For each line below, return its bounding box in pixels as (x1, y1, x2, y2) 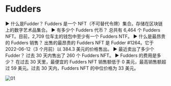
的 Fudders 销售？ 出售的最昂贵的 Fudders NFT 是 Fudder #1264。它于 (5, 39, 154, 46)
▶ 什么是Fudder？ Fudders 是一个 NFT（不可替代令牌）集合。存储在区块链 (5, 20, 163, 26)
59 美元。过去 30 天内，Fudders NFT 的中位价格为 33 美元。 (11, 65, 139, 71)
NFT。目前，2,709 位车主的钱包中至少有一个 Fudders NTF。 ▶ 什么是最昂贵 (5, 33, 166, 39)
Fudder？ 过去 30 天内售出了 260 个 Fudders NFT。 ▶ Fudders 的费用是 (5, 52, 157, 59)
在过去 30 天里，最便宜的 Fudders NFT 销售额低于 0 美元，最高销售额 (15, 59, 162, 65)
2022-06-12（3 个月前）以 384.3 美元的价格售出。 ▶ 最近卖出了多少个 (5, 46, 155, 52)
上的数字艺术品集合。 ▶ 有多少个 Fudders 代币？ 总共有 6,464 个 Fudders (5, 26, 161, 33)
